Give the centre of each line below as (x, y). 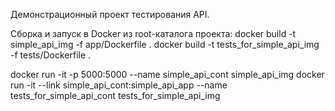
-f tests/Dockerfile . (51, 55)
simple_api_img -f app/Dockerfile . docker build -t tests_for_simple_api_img (165, 44)
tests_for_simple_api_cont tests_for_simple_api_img (115, 95)
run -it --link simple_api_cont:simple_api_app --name (119, 85)
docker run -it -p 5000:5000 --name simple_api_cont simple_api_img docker (167, 74)
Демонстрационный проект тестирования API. (110, 14)
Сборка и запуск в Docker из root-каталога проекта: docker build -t (153, 33)
